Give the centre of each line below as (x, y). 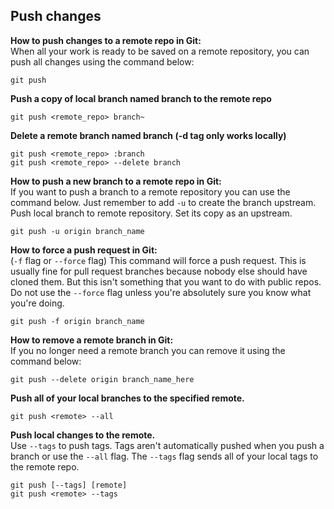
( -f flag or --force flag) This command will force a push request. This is (158, 260)
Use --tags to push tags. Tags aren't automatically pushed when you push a (167, 445)
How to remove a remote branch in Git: (92, 340)
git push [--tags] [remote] (69, 485)
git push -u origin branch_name (77, 231)
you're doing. (37, 303)
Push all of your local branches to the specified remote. (127, 398)
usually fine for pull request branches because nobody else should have (159, 271)
